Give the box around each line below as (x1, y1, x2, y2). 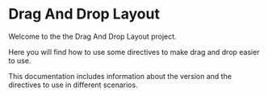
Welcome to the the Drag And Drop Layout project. (8, 31, 177, 41)
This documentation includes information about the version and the (8, 71, 232, 81)
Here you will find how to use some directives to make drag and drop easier (8, 47, 260, 56)
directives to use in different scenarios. (8, 80, 139, 90)
